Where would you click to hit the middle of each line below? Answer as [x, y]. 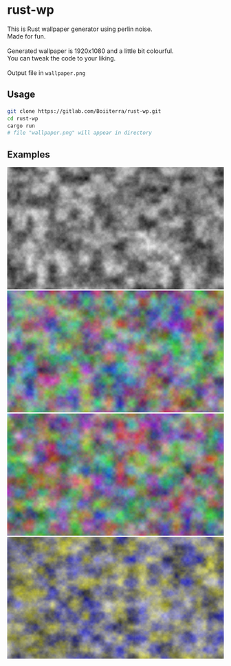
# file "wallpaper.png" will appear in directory [80, 133]
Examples [29, 154]
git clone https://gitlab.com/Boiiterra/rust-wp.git [84, 111]
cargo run [21, 126]
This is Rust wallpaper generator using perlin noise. [80, 29]
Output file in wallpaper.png [46, 73]
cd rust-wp [23, 118]
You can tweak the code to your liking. [62, 58]
